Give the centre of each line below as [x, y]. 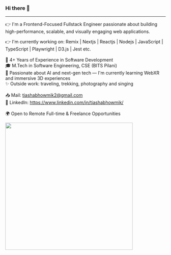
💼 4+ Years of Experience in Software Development [59, 60]
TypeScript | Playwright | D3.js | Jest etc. [48, 49]
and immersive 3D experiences [38, 78]
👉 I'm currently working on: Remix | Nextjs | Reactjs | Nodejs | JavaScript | [84, 42]
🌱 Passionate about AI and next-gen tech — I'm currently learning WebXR [82, 73]
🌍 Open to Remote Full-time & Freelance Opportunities [63, 114]
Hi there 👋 [18, 8]
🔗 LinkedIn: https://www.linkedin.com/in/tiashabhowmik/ [64, 103]
